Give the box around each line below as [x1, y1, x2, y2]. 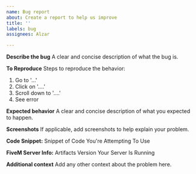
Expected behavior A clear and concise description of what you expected [6, 108, 191, 115]
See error [14, 96, 39, 103]
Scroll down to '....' [14, 89, 62, 97]
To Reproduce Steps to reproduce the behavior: [6, 65, 125, 72]
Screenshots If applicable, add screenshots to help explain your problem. [6, 126, 189, 133]
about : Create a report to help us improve [6, 14, 118, 21]
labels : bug [6, 25, 36, 32]
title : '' [6, 20, 31, 26]
